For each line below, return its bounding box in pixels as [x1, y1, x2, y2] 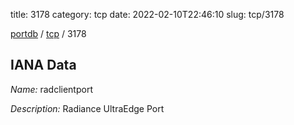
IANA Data [10, 57, 77, 74]
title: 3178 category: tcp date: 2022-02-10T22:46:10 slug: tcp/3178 [10, 9, 285, 20]
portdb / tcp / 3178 [10, 28, 87, 39]
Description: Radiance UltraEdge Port [10, 102, 165, 114]
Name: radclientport [10, 83, 93, 95]
